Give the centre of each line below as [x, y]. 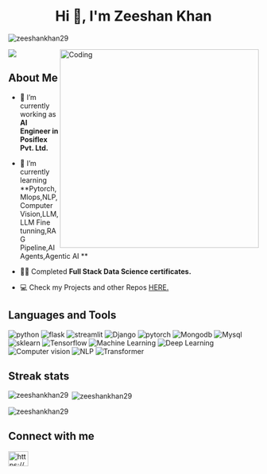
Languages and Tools [62, 316]
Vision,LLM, [39, 214]
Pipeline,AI [37, 247]
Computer [36, 205]
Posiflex [33, 139]
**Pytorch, [38, 188]
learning [33, 180]
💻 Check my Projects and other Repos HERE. [94, 287]
